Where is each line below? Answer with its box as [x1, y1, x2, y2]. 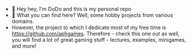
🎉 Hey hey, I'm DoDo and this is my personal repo [11, 6, 132, 12]
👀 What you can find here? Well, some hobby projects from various [11, 12, 174, 19]
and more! [11, 42, 37, 49]
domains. [11, 18, 34, 24]
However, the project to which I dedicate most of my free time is [11, 24, 167, 31]
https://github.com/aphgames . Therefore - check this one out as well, [11, 30, 180, 37]
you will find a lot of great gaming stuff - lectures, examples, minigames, [11, 37, 186, 43]
